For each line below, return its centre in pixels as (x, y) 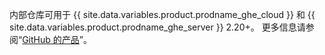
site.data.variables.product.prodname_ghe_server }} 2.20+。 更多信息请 (157, 27)
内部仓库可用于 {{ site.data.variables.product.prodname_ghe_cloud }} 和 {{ (162, 14)
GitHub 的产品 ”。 (57, 39)
